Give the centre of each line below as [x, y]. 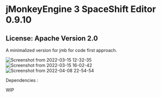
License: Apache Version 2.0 [52, 38]
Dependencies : [22, 80]
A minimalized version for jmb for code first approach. [61, 50]
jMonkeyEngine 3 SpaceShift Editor [81, 9]
